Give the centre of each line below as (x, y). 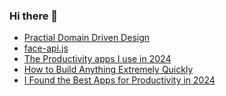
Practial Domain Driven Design (87, 38)
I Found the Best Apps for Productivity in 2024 (119, 80)
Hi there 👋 (34, 16)
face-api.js (46, 48)
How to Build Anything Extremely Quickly (108, 70)
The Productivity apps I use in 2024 (97, 59)
